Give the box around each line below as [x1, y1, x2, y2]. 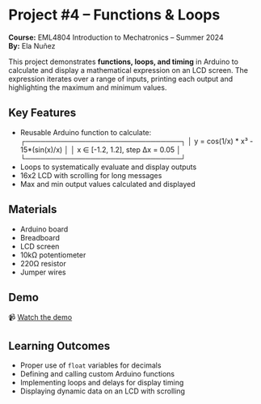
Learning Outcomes [8, 338, 111, 353]
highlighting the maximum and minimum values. [8, 83, 167, 92]
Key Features [8, 106, 77, 120]
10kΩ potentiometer [19, 249, 86, 260]
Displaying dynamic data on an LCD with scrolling [19, 386, 186, 396]
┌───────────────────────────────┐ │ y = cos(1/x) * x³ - [19, 136, 254, 146]
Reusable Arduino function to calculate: [19, 127, 152, 137]
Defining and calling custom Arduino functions [19, 369, 175, 379]
